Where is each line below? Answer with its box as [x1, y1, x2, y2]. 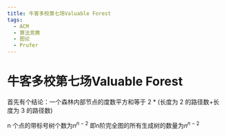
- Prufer [13, 42, 39, 49]
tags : [7, 16, 23, 23]
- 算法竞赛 [13, 29, 41, 36]
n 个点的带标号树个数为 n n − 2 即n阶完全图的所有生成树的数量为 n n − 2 [7, 120, 200, 129]
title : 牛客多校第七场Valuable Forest [7, 10, 112, 17]
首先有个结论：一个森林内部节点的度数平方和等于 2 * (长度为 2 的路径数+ [7, 98, 214, 106]
